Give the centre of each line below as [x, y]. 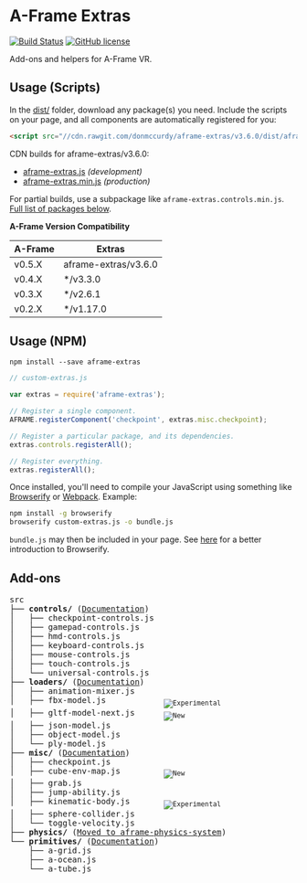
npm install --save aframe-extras [75, 362]
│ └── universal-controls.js [79, 673]
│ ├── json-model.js [60, 725]
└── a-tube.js [60, 869]
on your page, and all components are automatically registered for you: [143, 119]
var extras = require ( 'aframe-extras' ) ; [88, 395]
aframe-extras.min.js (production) [86, 181]
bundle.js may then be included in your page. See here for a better [136, 539]
